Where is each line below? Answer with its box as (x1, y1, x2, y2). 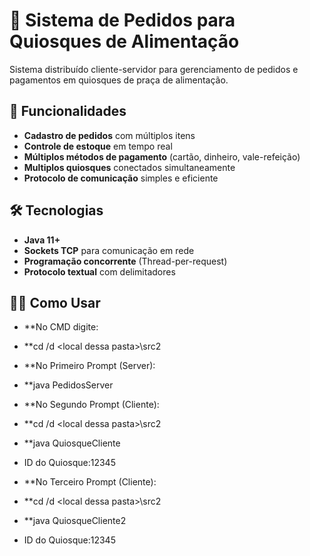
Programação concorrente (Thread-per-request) (23, 255, 228, 267)
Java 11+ (23, 234, 61, 246)
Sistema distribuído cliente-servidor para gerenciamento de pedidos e (9, 63, 299, 75)
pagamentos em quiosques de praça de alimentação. (9, 74, 229, 86)
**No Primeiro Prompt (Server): (23, 360, 156, 372)
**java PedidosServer (23, 379, 114, 391)
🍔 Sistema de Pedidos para (9, 9, 236, 32)
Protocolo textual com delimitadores (23, 265, 176, 278)
